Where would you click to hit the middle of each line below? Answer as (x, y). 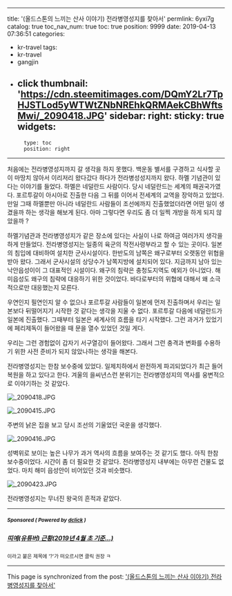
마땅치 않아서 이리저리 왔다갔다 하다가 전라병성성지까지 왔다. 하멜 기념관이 (114, 178)
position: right (47, 149)
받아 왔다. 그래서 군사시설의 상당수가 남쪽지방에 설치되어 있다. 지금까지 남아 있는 (115, 261)
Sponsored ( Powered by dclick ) (47, 520)
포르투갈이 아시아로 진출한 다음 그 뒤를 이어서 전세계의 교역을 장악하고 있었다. (120, 195)
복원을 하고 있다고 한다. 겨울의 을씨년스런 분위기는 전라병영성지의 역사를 (104, 375)
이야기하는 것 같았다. (42, 383)
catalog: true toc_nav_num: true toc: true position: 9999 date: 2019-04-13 (112, 26)
